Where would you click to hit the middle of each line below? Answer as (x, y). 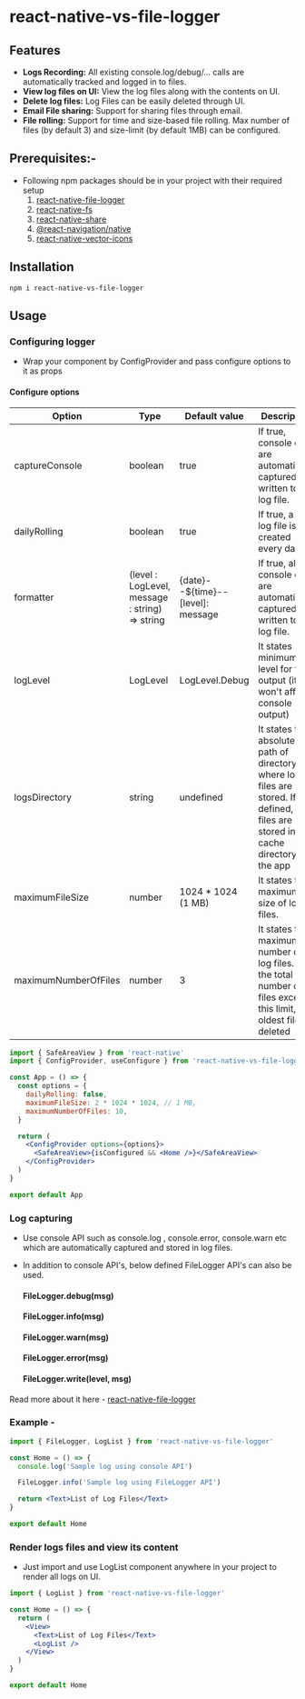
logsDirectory (43, 797)
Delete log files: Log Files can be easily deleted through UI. (134, 101)
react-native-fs (64, 209)
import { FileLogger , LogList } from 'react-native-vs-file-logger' (142, 1441)
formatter (34, 597)
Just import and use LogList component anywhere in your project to (149, 1567)
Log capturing (41, 1218)
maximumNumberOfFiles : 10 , (77, 1111)
